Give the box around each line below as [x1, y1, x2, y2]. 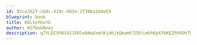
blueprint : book [6, 14, 46, 20]
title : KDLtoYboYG [6, 19, 51, 25]
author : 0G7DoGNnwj [6, 25, 54, 31]
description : [6, 30, 38, 36]
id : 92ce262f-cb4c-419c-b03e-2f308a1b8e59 [6, 8, 111, 15]
